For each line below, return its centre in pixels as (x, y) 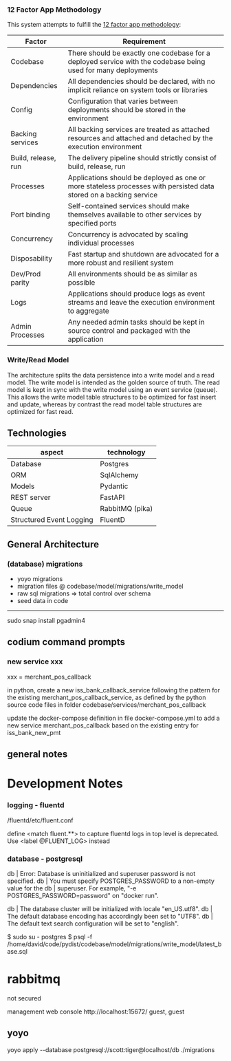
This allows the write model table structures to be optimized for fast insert (112, 397)
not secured (24, 998)
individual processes (101, 243)
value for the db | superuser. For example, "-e (72, 888)
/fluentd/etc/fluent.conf (40, 820)
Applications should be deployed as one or (137, 178)
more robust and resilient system (121, 263)
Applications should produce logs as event (136, 294)
